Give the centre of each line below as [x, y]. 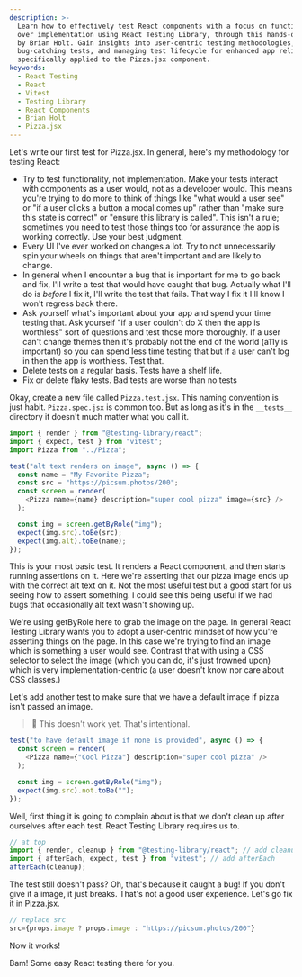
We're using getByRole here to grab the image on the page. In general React [151, 622]
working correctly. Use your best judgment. [103, 236]
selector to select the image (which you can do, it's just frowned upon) [140, 660]
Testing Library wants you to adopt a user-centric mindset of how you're [143, 632]
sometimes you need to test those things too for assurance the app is [151, 227]
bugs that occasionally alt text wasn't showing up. [102, 605]
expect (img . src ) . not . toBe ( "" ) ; [76, 790]
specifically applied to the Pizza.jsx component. [114, 59]
